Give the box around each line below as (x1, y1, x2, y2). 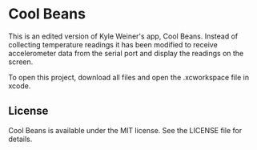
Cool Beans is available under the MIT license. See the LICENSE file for (8, 125, 243, 135)
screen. (8, 57, 34, 67)
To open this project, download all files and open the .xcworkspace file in (8, 72, 250, 82)
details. (8, 134, 33, 144)
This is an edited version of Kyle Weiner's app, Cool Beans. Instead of (8, 31, 239, 41)
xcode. (8, 81, 31, 91)
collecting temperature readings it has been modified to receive (8, 39, 218, 49)
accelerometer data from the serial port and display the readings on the (8, 48, 244, 58)
